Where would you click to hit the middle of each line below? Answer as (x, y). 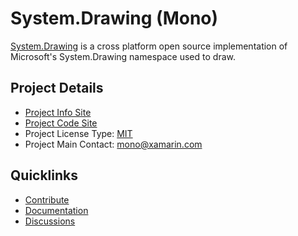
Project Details (57, 88)
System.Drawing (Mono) (114, 18)
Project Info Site (58, 112)
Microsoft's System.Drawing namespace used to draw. (123, 56)
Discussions (50, 221)
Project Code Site (61, 123)
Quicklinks (44, 175)
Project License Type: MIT (78, 133)
